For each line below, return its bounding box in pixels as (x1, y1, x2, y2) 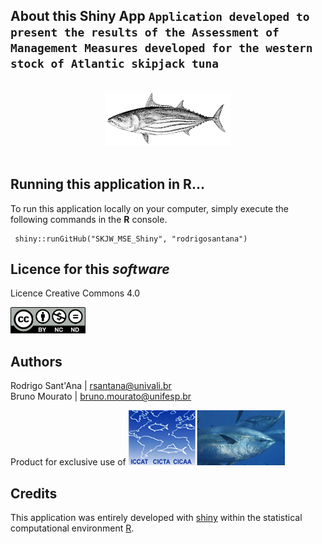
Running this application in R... (10, 176, 205, 193)
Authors (10, 353, 63, 370)
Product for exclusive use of (10, 456, 127, 468)
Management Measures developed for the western (10, 41, 313, 56)
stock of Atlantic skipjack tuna (10, 57, 220, 71)
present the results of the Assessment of (10, 25, 280, 40)
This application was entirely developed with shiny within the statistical (10, 511, 303, 523)
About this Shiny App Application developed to (10, 8, 310, 25)
